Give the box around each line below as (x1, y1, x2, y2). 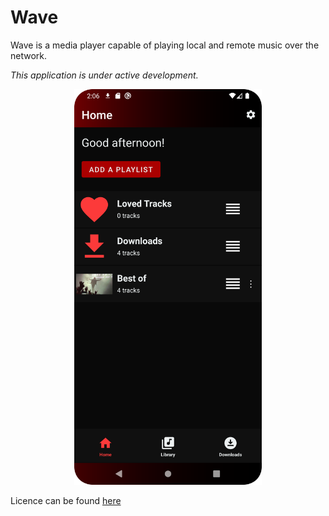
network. (10, 49, 48, 61)
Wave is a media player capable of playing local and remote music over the (10, 39, 320, 51)
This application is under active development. (10, 69, 199, 81)
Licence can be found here (10, 495, 122, 507)
